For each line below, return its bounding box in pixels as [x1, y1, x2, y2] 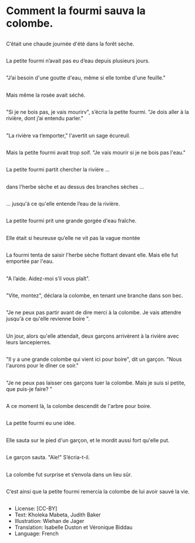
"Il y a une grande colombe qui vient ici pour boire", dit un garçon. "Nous [6, 356, 182, 363]
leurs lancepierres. [6, 338, 52, 345]
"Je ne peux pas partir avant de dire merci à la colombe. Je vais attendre [6, 309, 181, 316]
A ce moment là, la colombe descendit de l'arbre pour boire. [6, 403, 152, 409]
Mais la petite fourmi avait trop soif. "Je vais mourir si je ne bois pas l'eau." [6, 149, 186, 156]
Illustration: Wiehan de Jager [14, 518, 85, 525]
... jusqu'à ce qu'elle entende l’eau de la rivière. [6, 200, 120, 208]
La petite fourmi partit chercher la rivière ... [6, 166, 110, 173]
